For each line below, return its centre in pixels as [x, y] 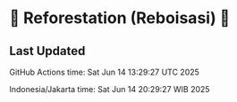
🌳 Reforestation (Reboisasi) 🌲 [120, 18]
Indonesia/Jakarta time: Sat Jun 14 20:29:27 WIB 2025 [110, 89]
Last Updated [47, 51]
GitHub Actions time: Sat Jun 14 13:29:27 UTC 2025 [104, 72]
